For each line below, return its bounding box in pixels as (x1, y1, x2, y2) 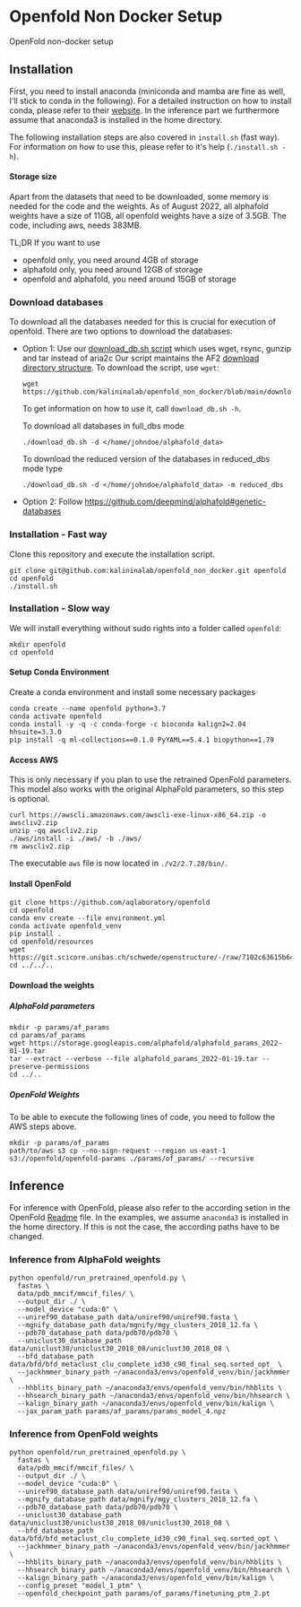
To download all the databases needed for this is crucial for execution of (9, 317, 276, 327)
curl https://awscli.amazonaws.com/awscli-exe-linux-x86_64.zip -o (9, 811, 267, 820)
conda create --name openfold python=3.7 (9, 704, 167, 714)
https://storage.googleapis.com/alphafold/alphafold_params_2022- (29, 1038, 282, 1048)
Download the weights (9, 980, 95, 991)
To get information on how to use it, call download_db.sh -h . (21, 404, 242, 414)
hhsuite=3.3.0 (9, 728, 63, 737)
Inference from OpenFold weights (9, 1428, 159, 1440)
